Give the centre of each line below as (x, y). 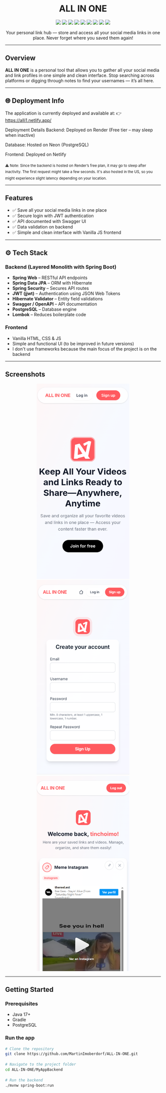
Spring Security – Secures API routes (50, 288)
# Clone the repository (30, 1049)
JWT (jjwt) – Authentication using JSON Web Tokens (66, 293)
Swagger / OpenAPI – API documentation (55, 304)
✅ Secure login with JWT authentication (53, 216)
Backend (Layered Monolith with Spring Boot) (61, 267)
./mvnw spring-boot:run (30, 1085)
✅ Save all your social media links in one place (60, 210)
